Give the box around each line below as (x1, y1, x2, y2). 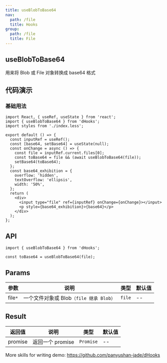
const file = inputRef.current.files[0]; (14, 150, 104, 156)
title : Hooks (10, 22, 38, 27)
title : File (10, 36, 36, 42)
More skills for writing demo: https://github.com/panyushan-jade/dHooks (5, 352, 160, 358)
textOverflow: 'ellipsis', (14, 178, 72, 183)
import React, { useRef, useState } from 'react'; (5, 114, 116, 120)
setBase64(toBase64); (14, 160, 61, 165)
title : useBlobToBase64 (5, 7, 57, 13)
